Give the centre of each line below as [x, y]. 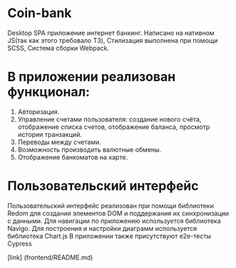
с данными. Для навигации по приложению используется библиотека [114, 221]
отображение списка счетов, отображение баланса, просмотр [114, 127]
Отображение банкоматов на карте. [73, 157]
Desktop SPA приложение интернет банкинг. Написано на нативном [111, 33]
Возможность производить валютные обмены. [89, 149]
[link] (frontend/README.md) [50, 257]
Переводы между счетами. [59, 142]
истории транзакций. [50, 134]
